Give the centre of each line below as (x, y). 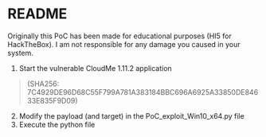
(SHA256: (43, 84)
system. (20, 53)
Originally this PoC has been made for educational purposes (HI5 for (119, 36)
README (37, 14)
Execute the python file (57, 124)
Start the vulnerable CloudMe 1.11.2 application (95, 68)
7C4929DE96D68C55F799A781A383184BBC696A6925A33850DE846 (143, 92)
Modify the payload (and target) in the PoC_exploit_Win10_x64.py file (131, 115)
